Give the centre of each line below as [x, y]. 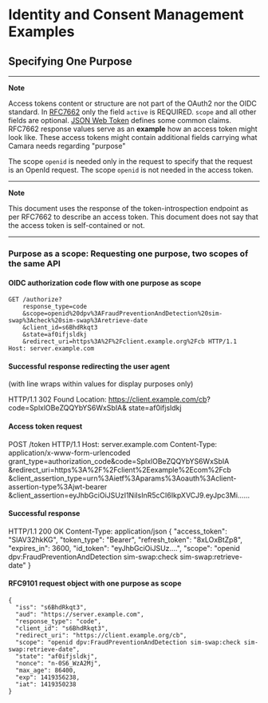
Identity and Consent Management [126, 15]
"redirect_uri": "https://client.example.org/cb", [101, 635]
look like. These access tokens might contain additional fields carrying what [133, 137]
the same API [35, 263]
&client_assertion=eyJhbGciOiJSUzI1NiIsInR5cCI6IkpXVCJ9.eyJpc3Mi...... [129, 495]
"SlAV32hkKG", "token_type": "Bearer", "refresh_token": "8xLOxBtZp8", [126, 539]
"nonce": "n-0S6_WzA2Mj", [59, 663]
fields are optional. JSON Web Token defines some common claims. [120, 120]
